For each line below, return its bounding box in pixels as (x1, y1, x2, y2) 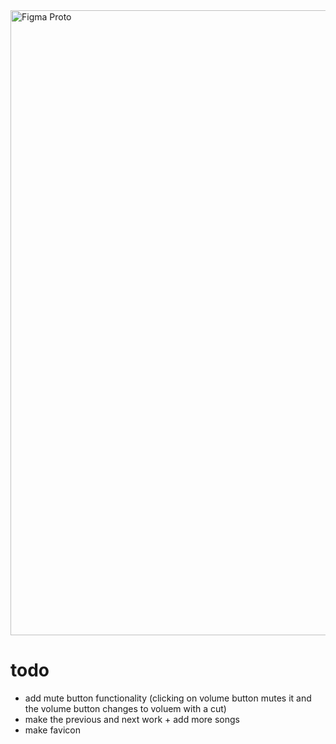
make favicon (24, 724, 81, 736)
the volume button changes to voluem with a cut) (24, 702, 227, 714)
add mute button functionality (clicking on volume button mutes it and (24, 692, 312, 704)
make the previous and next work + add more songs (24, 713, 240, 725)
